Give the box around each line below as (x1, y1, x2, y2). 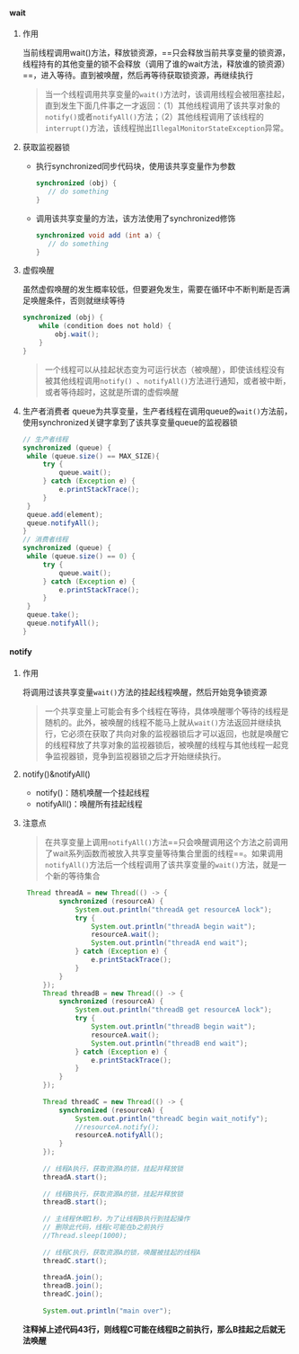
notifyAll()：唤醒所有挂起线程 (35, 798, 143, 809)
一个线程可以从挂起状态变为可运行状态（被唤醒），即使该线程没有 (44, 364, 286, 375)
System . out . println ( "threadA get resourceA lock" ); (75, 904, 272, 914)
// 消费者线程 (22, 535, 69, 544)
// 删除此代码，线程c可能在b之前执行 (42, 1223, 163, 1232)
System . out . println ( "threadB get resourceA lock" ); (75, 1005, 272, 1015)
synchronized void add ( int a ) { (35, 230, 162, 240)
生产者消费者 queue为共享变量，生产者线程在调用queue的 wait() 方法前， (22, 405, 293, 416)
